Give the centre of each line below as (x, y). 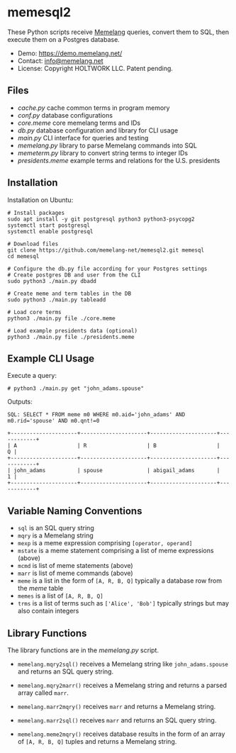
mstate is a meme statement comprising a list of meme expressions (116, 551)
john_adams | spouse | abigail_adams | (117, 471)
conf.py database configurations (65, 115)
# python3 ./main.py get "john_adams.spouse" (75, 389)
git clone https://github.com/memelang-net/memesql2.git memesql (106, 250)
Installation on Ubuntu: (40, 200)
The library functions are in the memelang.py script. (83, 650)
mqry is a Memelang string (55, 535)
